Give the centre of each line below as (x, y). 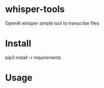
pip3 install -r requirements (33, 57)
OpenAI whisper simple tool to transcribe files (52, 23)
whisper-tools (35, 9)
